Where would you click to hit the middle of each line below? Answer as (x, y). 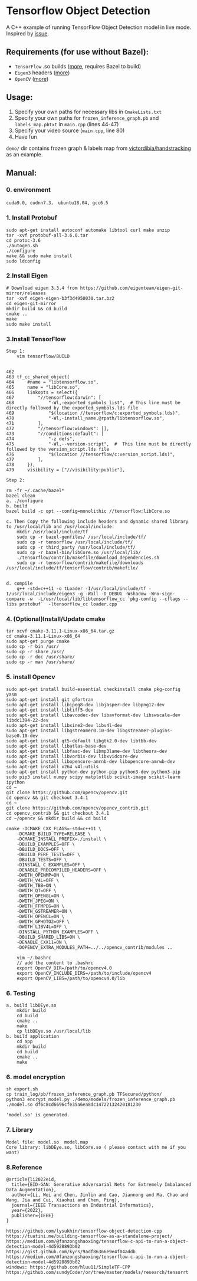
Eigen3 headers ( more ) (42, 73)
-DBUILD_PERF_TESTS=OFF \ (49, 854)
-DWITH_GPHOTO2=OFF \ (43, 922)
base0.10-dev (22, 736)
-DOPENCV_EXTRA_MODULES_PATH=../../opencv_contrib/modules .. (95, 947)
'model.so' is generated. (38, 1115)
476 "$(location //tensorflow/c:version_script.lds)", (91, 455)
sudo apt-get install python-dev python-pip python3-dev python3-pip (93, 772)
